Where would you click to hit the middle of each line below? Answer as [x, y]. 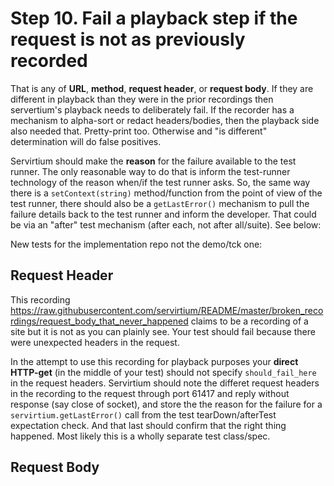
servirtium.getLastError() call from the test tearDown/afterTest [143, 414]
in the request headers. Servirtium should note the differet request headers [165, 383]
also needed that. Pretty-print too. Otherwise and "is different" [139, 131]
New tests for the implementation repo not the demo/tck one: [136, 244]
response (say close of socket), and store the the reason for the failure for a [166, 404]
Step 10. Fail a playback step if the [154, 18]
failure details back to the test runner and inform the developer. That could [163, 214]
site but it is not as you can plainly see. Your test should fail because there [163, 331]
